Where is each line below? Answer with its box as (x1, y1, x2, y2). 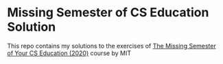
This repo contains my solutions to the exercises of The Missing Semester (7, 42, 216, 50)
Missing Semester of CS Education (7, 5, 209, 20)
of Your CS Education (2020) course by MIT (7, 49, 132, 57)
